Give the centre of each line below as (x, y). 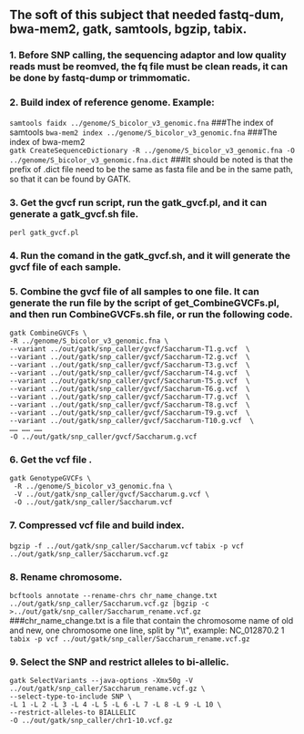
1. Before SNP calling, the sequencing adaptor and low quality (148, 56)
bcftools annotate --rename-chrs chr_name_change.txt (114, 596)
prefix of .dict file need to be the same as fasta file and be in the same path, (151, 169)
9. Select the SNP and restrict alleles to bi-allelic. (119, 662)
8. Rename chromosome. (66, 576)
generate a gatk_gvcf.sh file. (74, 213)
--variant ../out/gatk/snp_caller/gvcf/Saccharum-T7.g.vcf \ (130, 397)
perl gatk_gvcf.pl (44, 233)
